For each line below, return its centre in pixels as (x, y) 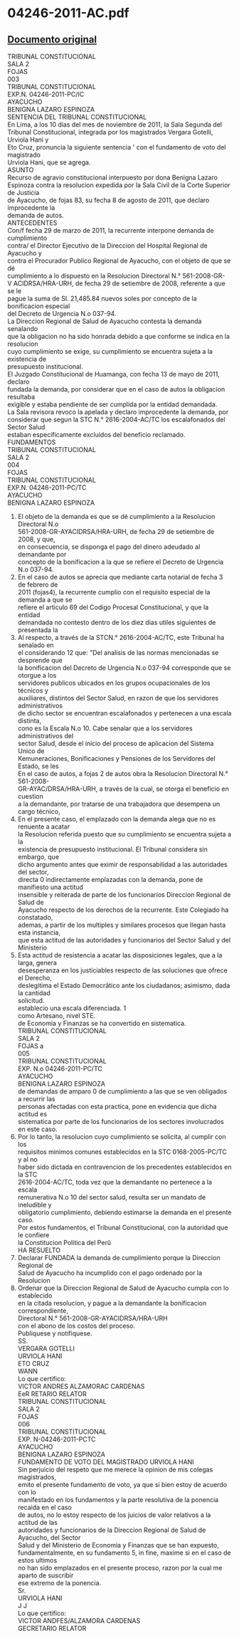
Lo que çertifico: (42, 1613)
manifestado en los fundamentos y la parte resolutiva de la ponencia (118, 1500)
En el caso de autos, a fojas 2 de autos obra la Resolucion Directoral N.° (123, 773)
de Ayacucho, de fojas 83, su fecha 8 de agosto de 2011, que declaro (108, 200)
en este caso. (38, 1129)
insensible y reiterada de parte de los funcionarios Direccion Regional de (124, 894)
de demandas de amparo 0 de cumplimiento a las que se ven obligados (122, 1091)
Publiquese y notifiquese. (55, 1333)
